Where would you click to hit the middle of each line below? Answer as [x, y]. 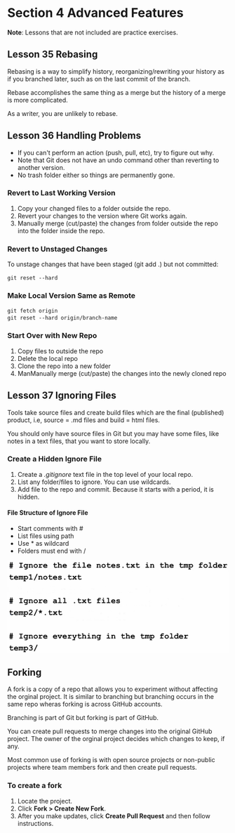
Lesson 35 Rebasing [53, 54]
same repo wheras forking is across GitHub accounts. [85, 704]
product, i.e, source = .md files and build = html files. [83, 420]
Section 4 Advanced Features [95, 13]
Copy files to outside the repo [60, 351]
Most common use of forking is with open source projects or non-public [111, 760]
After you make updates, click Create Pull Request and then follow [114, 815]
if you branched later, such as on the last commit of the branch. [99, 79]
